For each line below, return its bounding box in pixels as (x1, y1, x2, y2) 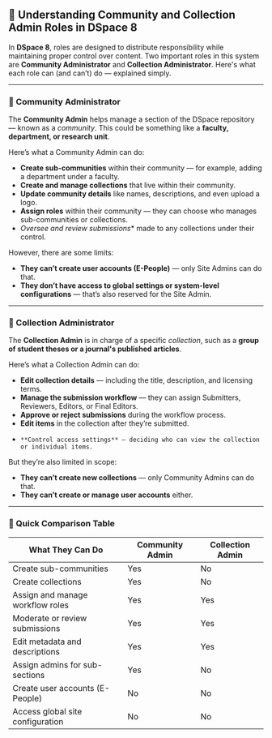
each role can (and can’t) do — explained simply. (8, 68, 172, 78)
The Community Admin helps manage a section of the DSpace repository (8, 114, 255, 124)
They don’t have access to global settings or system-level (19, 281, 220, 290)
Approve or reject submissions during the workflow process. (19, 410, 227, 420)
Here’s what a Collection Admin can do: (8, 360, 140, 370)
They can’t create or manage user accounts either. (19, 490, 193, 500)
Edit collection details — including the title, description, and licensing (19, 375, 253, 385)
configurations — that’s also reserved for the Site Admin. (19, 290, 212, 299)
